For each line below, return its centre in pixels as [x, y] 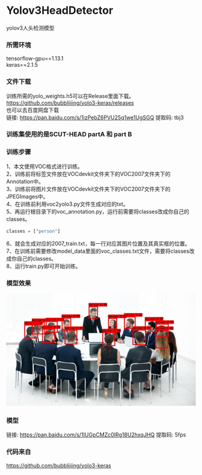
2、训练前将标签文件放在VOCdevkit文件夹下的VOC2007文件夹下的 [88, 174]
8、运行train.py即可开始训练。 [44, 266]
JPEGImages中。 [27, 196]
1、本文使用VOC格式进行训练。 [44, 166]
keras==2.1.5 [22, 65]
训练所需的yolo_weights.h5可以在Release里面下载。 [70, 96]
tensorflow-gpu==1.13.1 [35, 58]
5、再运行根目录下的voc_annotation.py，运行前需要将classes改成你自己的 [98, 211]
